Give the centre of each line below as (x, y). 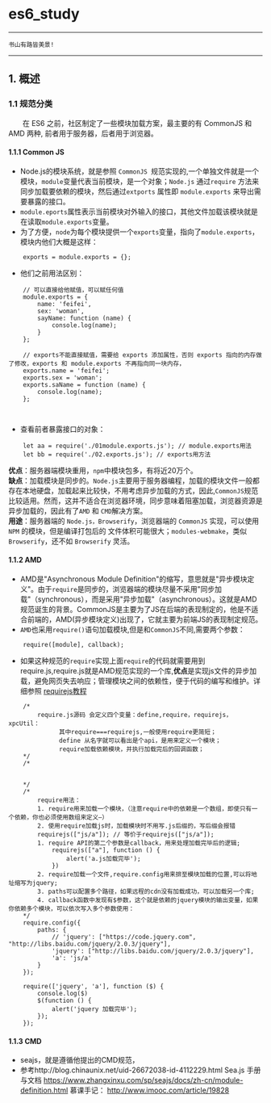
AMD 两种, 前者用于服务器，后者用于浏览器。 (83, 133)
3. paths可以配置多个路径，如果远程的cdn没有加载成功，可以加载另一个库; (146, 892)
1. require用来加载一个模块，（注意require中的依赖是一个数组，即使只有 (145, 809)
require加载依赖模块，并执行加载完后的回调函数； (132, 749)
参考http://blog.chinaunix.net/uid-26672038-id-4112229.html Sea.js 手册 (140, 1070)
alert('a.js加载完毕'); (103, 859)
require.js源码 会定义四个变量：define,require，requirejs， (135, 715)
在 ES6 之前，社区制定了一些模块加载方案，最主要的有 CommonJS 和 (138, 123)
